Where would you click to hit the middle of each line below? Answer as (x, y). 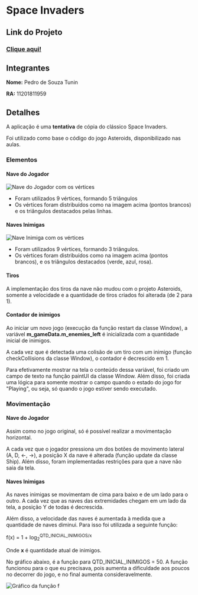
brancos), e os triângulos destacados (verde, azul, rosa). (84, 262)
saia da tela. (21, 468)
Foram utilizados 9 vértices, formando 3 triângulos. (77, 249)
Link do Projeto (34, 32)
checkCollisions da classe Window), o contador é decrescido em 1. (88, 358)
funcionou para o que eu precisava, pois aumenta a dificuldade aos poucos (98, 568)
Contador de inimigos (33, 315)
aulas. (13, 144)
